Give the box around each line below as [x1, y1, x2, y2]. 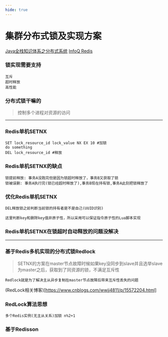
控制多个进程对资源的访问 [17, 109, 70, 115]
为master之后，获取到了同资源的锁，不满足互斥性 [17, 266, 120, 272]
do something [5, 145, 32, 150]
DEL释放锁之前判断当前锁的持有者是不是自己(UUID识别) [5, 206, 104, 211]
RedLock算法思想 [5, 300, 47, 307]
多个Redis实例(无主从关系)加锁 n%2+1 [5, 313, 75, 318]
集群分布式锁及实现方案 [5, 30, 102, 41]
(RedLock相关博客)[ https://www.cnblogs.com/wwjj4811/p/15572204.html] [5, 287, 156, 293]
